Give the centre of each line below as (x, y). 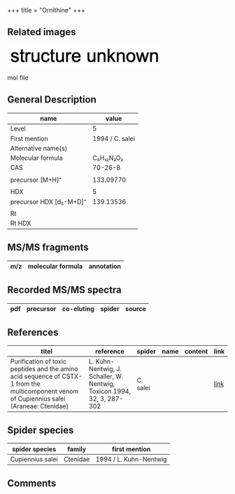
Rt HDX (21, 223)
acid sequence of (35, 376)
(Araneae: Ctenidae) (39, 406)
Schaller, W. (106, 376)
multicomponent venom (44, 392)
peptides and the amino (44, 369)
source (136, 309)
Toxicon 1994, (110, 392)
